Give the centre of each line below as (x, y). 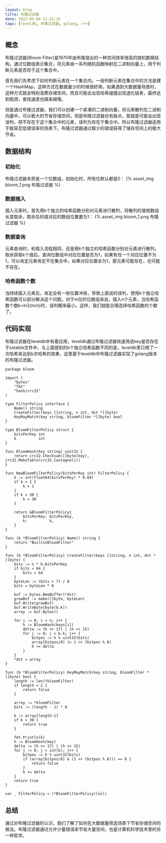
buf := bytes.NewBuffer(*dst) (45, 595)
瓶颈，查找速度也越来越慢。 (37, 99)
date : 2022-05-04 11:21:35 (33, 19)
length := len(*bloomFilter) (44, 681)
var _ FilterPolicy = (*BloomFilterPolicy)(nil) (56, 794)
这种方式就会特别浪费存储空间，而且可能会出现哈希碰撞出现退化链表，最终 (81, 93)
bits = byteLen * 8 (34, 586)
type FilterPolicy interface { (37, 404)
